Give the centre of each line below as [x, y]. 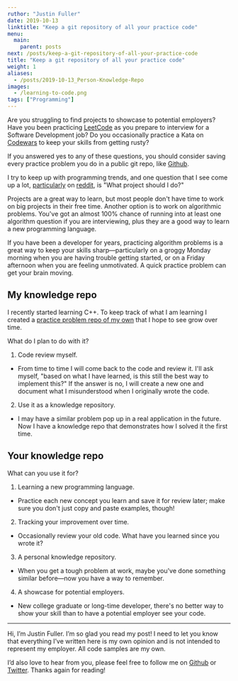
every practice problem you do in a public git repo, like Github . [98, 164]
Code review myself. [47, 355]
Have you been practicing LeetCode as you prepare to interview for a [108, 127]
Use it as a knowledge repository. [66, 404]
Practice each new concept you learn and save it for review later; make [121, 500]
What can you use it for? [43, 473]
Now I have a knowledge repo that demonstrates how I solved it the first [123, 426]
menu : [15, 34]
